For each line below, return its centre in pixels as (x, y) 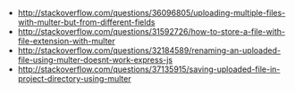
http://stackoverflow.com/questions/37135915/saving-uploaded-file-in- (149, 69)
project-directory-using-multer (74, 78)
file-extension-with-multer (67, 41)
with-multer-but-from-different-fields (86, 22)
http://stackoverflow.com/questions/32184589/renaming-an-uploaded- (149, 50)
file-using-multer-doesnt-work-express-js (95, 60)
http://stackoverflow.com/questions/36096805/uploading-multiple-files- (152, 13)
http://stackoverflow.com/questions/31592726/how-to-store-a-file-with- (152, 31)
